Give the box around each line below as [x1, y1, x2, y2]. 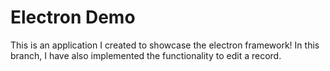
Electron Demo [10, 6, 136, 29]
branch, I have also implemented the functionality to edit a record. [10, 49, 282, 61]
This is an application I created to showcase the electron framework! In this [10, 39, 320, 51]
